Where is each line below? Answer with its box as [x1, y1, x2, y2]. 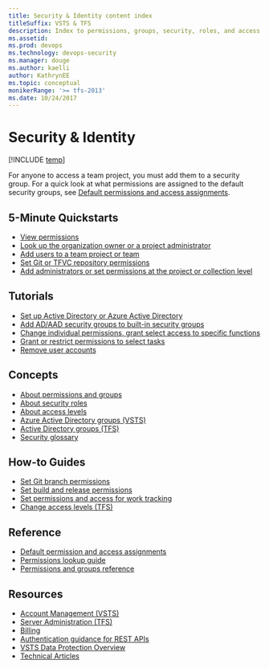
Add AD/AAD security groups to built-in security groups [19, 319, 205, 329]
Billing [19, 625, 41, 635]
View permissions [19, 232, 79, 242]
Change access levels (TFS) [19, 503, 114, 512]
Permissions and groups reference [19, 564, 135, 574]
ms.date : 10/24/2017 [8, 94, 78, 102]
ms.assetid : [8, 34, 48, 43]
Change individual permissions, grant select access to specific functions [19, 328, 261, 337]
